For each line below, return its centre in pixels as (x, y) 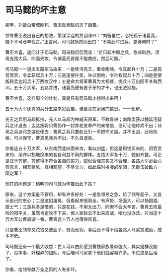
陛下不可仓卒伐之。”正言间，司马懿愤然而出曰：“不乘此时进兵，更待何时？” (81, 41)
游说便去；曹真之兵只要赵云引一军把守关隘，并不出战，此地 (92, 132)
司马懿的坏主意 (36, 10)
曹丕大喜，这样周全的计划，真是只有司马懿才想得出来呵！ (64, 98)
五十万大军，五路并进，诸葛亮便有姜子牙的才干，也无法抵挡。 (77, 87)
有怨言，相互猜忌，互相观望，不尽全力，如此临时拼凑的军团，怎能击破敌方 (81, 167)
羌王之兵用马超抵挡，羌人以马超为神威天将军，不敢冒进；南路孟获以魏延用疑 (83, 119)
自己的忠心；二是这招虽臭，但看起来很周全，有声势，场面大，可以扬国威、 (85, 200)
